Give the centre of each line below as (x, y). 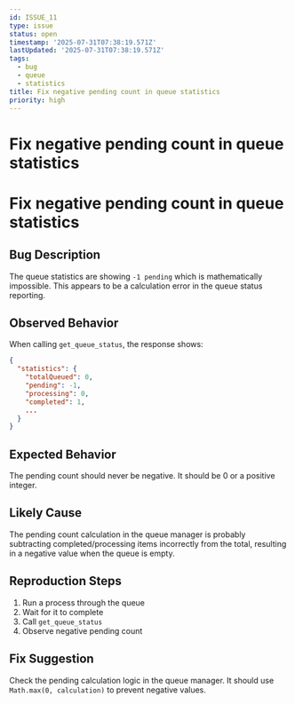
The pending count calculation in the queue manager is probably (128, 534)
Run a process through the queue (83, 602)
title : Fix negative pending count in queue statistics (115, 91)
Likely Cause (46, 513)
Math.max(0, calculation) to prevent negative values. (108, 690)
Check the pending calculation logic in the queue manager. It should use (142, 680)
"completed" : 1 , (56, 402)
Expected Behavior (63, 454)
